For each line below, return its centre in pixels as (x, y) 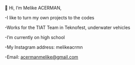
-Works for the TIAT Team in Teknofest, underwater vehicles (67, 27)
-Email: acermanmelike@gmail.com (42, 57)
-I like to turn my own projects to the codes (50, 18)
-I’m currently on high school (35, 37)
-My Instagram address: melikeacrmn (44, 47)
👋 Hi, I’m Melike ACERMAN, (33, 8)
